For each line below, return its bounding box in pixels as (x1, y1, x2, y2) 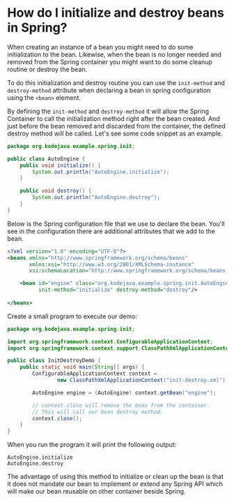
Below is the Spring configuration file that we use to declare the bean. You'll (7, 219, 225, 228)
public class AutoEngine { (7, 155, 86, 162)
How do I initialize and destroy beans (7, 5, 224, 21)
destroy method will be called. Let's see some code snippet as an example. (7, 129, 223, 138)
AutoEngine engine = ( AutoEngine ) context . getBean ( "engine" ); (32, 389, 217, 396)
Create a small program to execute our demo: (7, 312, 138, 320)
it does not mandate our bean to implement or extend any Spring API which (7, 480, 223, 488)
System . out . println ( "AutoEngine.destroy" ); (32, 194, 160, 201)
